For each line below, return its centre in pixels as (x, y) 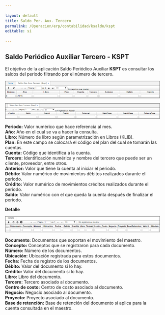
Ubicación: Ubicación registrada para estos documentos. (63, 255)
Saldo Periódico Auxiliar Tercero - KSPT (67, 57)
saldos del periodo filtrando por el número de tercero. (59, 74)
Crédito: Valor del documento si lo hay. (45, 271)
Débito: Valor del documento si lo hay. (44, 266)
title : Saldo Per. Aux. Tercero (38, 21)
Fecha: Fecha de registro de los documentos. (51, 261)
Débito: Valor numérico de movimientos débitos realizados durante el (75, 174)
